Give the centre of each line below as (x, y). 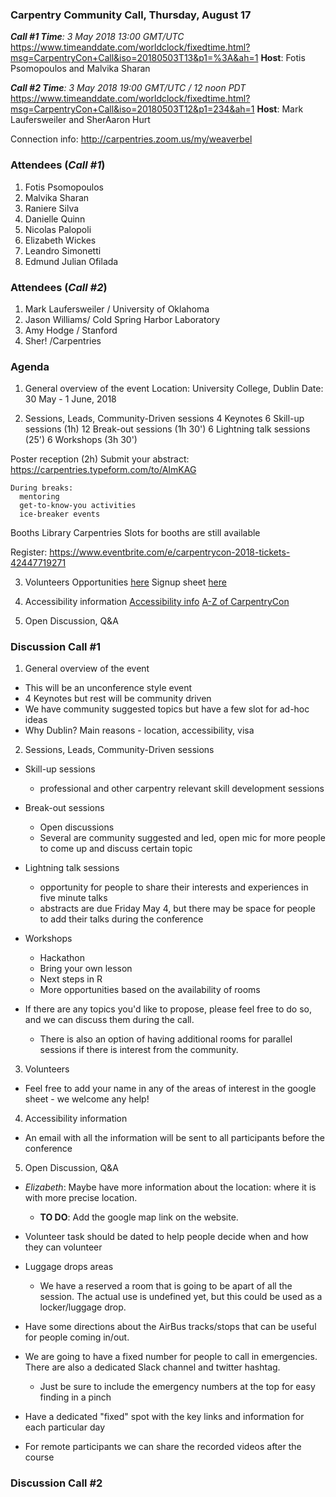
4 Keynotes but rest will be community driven (118, 699)
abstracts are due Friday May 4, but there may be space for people (177, 909)
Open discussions (77, 827)
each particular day (65, 1427)
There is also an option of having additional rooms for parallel (166, 1039)
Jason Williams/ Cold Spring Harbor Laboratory (122, 319)
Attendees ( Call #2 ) (59, 287)
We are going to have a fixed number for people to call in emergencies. (171, 1357)
